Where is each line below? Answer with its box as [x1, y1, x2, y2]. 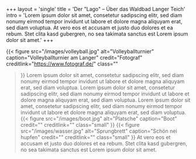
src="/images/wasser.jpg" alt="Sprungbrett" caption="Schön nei [20, 127, 177, 134]
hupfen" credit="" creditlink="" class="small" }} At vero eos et [20, 134, 171, 140]
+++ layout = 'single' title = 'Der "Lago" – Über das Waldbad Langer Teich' [6, 6, 185, 12]
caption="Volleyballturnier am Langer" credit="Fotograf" [6, 54, 143, 61]
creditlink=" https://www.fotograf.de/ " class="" [6, 60, 118, 67]
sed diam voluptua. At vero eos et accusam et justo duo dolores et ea [6, 24, 174, 31]
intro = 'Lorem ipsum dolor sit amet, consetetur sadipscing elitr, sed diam [6, 12, 183, 19]
